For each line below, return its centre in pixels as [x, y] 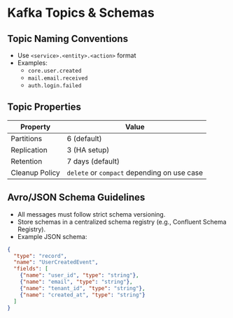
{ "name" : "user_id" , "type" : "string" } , [79, 275]
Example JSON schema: [52, 236]
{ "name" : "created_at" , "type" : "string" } [83, 295]
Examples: [32, 63]
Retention [27, 161]
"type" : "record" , [41, 256]
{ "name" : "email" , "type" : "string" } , [76, 282]
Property [35, 127]
